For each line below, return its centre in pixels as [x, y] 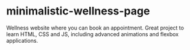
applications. [22, 40]
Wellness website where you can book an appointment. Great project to [95, 28]
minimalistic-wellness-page [78, 11]
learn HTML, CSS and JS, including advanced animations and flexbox [93, 34]
